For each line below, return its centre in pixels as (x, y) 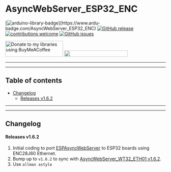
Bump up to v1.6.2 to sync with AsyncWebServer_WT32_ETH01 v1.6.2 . (87, 159)
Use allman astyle (32, 164)
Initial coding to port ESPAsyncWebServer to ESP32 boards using (81, 148)
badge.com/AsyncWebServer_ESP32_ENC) (51, 28)
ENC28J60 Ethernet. (34, 154)
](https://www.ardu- (79, 23)
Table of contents (34, 81)
